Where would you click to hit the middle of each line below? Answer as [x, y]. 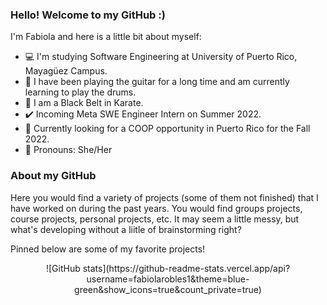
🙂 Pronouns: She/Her [68, 150]
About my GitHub [53, 176]
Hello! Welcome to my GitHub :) [88, 15]
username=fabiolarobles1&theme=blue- [168, 279]
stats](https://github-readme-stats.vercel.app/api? [186, 268]
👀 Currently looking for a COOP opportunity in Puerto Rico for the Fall [167, 129]
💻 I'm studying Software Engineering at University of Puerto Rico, [161, 57]
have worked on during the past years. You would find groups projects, [156, 208]
